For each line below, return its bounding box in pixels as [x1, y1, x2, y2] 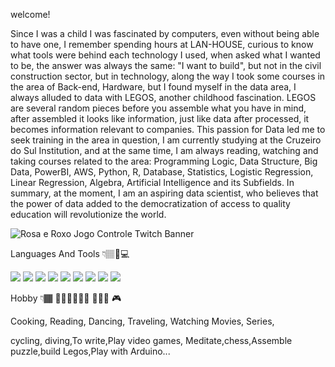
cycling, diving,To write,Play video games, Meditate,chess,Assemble [10, 335, 293, 346]
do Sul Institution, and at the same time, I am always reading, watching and [10, 145, 319, 156]
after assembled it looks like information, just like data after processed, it [10, 113, 310, 124]
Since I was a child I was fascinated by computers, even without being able [10, 28, 320, 39]
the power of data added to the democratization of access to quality [10, 198, 291, 209]
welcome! [10, 9, 51, 20]
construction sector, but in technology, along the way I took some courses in [10, 70, 326, 82]
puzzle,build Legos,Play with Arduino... [10, 345, 171, 357]
